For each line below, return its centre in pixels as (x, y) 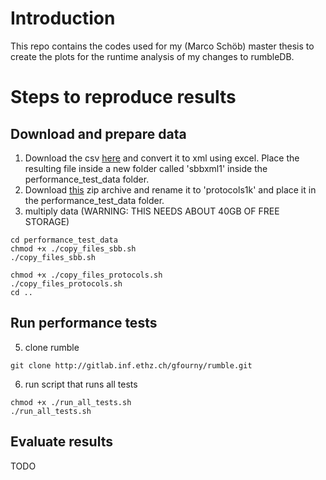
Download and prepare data (98, 133)
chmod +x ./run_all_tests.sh (71, 402)
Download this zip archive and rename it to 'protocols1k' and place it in (170, 189)
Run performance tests (84, 323)
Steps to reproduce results (123, 97)
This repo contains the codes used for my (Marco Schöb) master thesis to (162, 46)
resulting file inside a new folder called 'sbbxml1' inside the (146, 168)
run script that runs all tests (81, 384)
